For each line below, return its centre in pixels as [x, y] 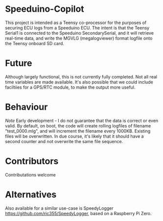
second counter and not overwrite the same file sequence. [64, 141]
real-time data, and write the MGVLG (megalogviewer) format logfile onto [79, 38]
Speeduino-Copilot [45, 9]
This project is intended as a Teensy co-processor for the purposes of [76, 23]
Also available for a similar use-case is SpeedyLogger [59, 208]
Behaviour [26, 107]
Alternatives [31, 194]
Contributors [32, 161]
